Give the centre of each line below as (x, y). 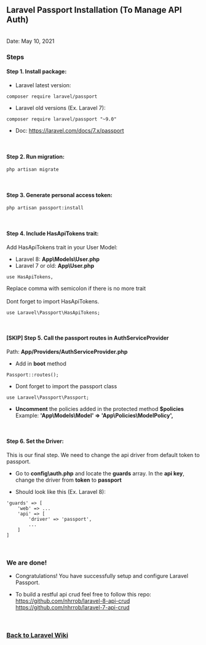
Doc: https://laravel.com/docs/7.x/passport (69, 130)
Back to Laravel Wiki (38, 635)
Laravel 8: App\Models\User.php (57, 259)
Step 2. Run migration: (35, 157)
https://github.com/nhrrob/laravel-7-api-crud (73, 608)
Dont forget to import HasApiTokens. (53, 301)
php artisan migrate (33, 170)
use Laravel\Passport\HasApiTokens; (53, 313)
